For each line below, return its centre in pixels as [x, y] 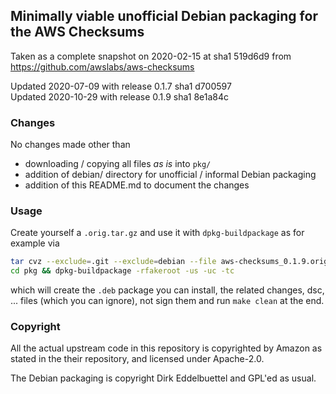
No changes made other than [70, 145]
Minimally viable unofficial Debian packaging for [164, 16]
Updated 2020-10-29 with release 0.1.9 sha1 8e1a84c [120, 96]
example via [35, 243]
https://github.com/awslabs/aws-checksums [102, 66]
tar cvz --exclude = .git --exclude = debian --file [113, 262]
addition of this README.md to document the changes [137, 185]
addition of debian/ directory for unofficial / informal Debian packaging [170, 175]
